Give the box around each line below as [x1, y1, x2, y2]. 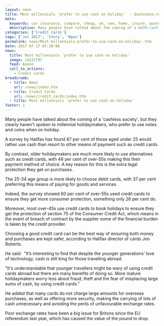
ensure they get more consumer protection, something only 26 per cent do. [5, 196, 157, 201]
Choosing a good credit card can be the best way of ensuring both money [5, 231, 154, 236]
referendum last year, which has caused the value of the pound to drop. [5, 316, 149, 321]
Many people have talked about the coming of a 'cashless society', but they [5, 116, 157, 122]
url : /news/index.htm [14, 84, 58, 90]
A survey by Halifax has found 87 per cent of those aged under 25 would [5, 136, 152, 142]
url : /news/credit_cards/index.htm [14, 94, 86, 99]
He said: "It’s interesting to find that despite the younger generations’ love [5, 251, 155, 256]
